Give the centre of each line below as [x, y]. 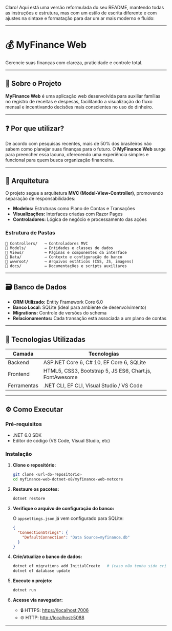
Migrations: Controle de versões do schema [60, 313]
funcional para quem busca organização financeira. [60, 160]
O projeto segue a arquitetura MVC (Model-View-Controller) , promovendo [84, 193]
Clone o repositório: [34, 465]
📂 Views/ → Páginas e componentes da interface [66, 252]
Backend [18, 363]
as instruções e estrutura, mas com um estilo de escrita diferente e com [81, 13]
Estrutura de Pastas [30, 233]
